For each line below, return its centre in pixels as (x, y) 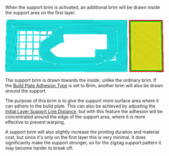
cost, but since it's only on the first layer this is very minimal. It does (75, 137)
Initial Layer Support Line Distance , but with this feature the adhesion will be (84, 112)
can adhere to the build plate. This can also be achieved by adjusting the (80, 106)
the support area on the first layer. (40, 13)
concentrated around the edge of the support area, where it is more (75, 117)
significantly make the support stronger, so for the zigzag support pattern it (83, 143)
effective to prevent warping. (35, 122)
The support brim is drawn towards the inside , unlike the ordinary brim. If (81, 80)
